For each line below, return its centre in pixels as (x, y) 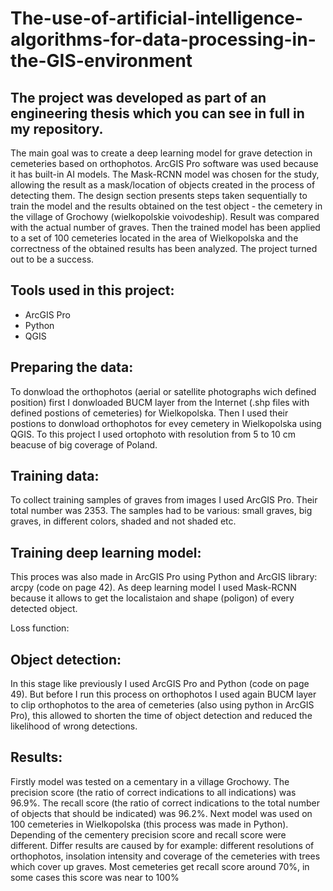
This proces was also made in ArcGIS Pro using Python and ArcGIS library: (164, 577)
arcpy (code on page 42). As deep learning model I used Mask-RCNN (153, 588)
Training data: (55, 476)
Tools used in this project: (92, 290)
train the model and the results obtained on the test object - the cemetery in (166, 206)
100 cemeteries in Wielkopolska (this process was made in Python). (149, 824)
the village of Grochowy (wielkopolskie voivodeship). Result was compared (165, 216)
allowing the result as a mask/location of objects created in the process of (163, 185)
